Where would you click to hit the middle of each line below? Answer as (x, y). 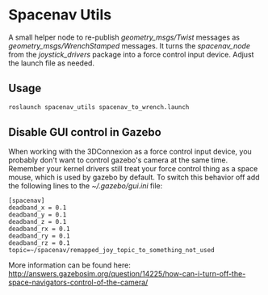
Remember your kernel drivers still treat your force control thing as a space (133, 169)
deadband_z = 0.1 (38, 222)
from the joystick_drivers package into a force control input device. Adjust (131, 54)
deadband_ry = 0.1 (39, 236)
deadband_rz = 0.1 (39, 243)
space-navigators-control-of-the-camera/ (78, 282)
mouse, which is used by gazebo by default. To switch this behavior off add (134, 177)
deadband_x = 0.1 (38, 208)
